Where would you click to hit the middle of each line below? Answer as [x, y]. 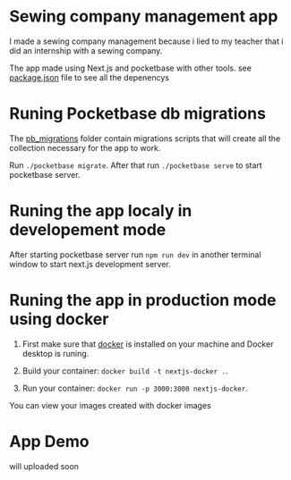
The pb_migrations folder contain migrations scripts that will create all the [145, 138]
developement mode [88, 230]
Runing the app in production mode [143, 300]
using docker [59, 319]
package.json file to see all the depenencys [90, 77]
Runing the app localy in [101, 211]
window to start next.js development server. [90, 264]
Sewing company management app [144, 17]
